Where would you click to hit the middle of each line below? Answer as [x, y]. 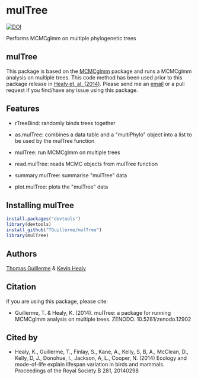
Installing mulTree [40, 205]
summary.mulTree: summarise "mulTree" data [71, 175]
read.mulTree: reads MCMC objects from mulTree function [86, 164]
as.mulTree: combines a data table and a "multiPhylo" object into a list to [103, 135]
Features [23, 109]
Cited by [22, 338]
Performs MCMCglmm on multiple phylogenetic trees [71, 38]
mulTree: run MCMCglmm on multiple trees [67, 152]
